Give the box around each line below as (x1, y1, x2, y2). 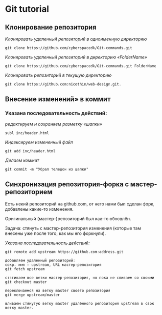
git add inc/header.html (5, 148, 56, 153)
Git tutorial (5, 3, 49, 15)
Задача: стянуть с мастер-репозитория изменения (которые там (5, 225, 141, 231)
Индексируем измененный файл (5, 139, 73, 145)
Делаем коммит (5, 157, 40, 163)
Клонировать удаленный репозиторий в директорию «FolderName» (5, 54, 147, 60)
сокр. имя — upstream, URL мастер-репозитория (5, 262, 102, 267)
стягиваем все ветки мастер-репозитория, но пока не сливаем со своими (5, 275, 154, 280)
